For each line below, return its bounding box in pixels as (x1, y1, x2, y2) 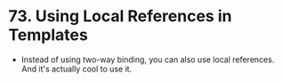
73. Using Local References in (8, 6, 232, 26)
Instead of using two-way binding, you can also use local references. (20, 54, 275, 64)
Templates (8, 25, 88, 45)
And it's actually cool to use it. (20, 64, 133, 74)
